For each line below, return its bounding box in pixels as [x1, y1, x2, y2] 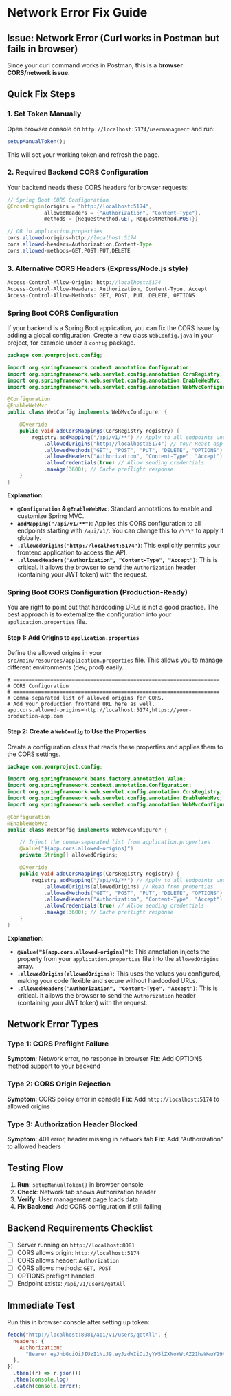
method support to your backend [7, 1062, 101, 1071]
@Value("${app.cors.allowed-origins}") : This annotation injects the [16, 947, 210, 956]
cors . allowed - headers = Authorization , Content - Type [7, 241, 153, 248]
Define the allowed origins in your [7, 649, 102, 657]
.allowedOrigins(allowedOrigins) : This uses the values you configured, [16, 969, 221, 978]
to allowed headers [7, 1142, 62, 1150]
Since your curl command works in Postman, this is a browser [7, 61, 184, 69]
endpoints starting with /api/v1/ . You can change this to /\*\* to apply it [16, 526, 224, 535]
